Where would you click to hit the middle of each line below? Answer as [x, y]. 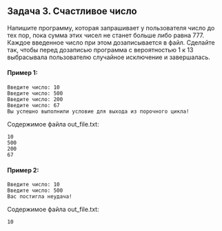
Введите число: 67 [33, 106]
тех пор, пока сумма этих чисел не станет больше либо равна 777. [106, 35]
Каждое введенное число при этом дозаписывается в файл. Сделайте [111, 42]
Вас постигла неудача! [40, 197]
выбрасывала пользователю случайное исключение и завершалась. [109, 57]
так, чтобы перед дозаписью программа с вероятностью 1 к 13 [100, 49]
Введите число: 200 [35, 100]
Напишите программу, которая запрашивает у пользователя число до [111, 27]
